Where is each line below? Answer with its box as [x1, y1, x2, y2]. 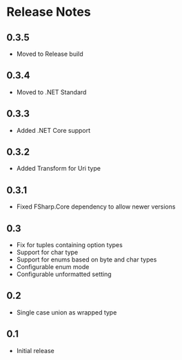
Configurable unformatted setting [16, 270, 112, 279]
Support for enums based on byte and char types [16, 255, 157, 264]
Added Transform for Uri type [16, 165, 101, 173]
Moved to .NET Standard [16, 87, 87, 96]
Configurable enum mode [16, 263, 90, 271]
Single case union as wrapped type [16, 308, 117, 317]
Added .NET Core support [16, 126, 91, 134]
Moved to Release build [16, 50, 83, 58]
